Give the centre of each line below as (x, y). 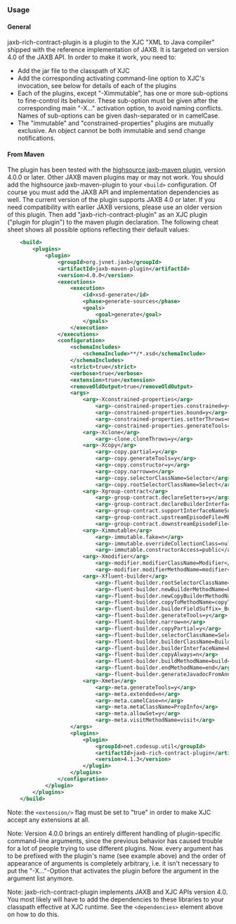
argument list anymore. (41, 878)
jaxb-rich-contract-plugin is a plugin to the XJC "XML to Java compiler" (111, 42)
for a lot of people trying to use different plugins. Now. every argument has (115, 848)
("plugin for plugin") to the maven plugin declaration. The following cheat (113, 222)
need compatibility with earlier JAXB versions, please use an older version (115, 207)
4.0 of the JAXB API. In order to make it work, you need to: (92, 57)
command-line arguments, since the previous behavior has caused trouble (115, 841)
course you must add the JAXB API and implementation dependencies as (113, 192)
